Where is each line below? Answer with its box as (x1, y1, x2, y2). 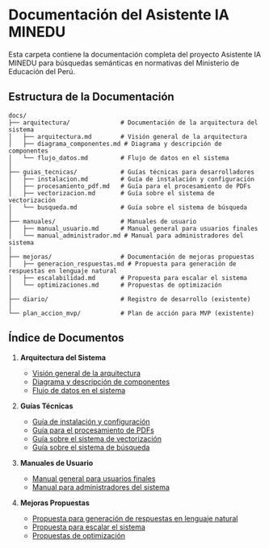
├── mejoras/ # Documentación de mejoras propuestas (8, 253, 254, 261)
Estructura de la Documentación (8, 90, 175, 104)
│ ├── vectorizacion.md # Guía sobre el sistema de (8, 189, 216, 197)
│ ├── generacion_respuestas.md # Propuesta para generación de (8, 260, 237, 268)
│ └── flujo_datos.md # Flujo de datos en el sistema (8, 153, 229, 162)
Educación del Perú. (8, 66, 75, 76)
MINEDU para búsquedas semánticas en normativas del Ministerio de (8, 58, 240, 68)
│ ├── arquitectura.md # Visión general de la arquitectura (8, 132, 248, 140)
